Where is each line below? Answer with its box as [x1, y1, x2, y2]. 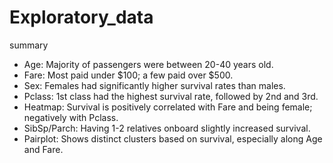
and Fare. [23, 143, 64, 155]
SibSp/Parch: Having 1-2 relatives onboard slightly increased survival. [23, 122, 311, 134]
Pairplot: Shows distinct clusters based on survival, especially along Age [23, 132, 323, 145]
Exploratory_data [9, 6, 154, 29]
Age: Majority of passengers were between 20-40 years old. [23, 58, 274, 70]
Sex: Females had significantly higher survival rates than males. [23, 79, 286, 91]
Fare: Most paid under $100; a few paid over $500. [23, 69, 234, 81]
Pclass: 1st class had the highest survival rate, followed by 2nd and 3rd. [23, 90, 319, 102]
